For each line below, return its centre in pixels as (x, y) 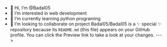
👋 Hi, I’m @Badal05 (30, 8)
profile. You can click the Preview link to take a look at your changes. (82, 35)
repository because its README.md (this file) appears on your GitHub (80, 30)
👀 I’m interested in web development (48, 13)
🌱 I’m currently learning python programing (55, 18)
